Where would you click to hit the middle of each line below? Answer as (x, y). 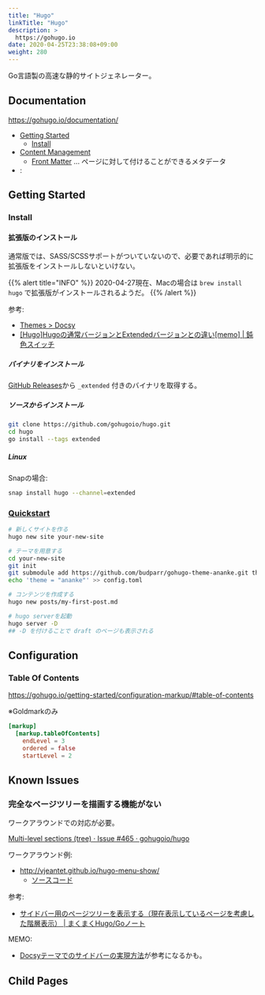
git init (22, 566)
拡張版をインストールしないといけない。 (74, 266)
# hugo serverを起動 (40, 616)
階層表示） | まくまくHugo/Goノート (86, 923)
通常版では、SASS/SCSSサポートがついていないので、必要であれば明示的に (131, 256)
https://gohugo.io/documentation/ (63, 120)
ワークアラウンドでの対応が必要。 (63, 823)
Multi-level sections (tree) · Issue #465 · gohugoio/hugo (99, 839)
